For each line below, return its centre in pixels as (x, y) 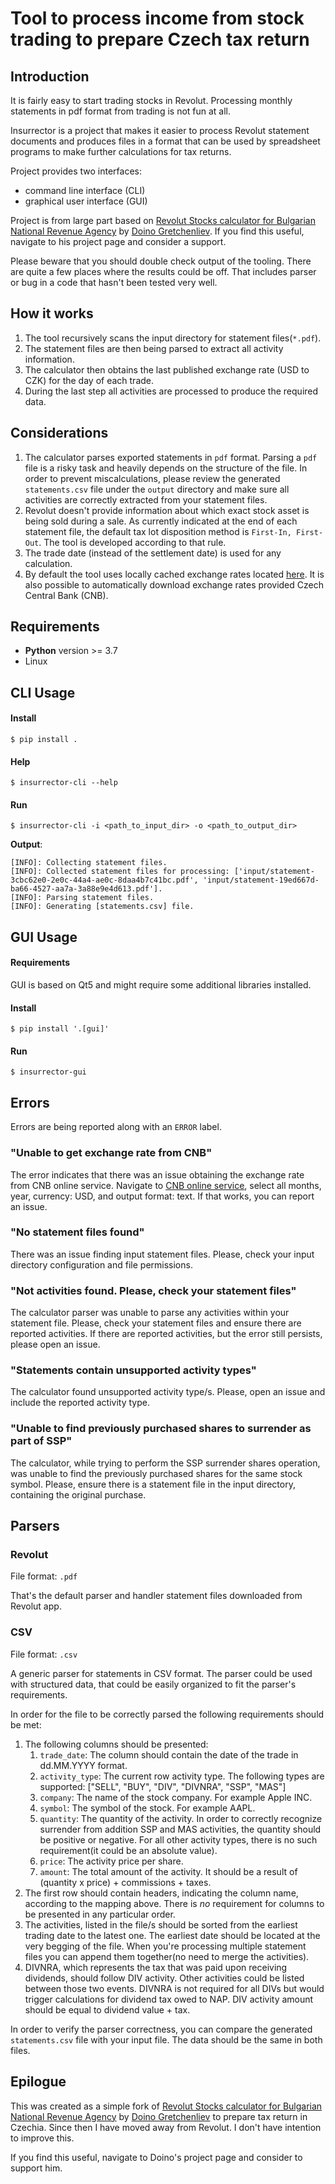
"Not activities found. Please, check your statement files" (153, 1290)
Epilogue (38, 2082)
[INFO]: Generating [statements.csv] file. (102, 907)
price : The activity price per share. (111, 1861)
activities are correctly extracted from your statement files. (146, 499)
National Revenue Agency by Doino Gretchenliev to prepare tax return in (159, 2116)
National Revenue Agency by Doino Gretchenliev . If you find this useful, (157, 231)
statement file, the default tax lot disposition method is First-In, (158, 531)
